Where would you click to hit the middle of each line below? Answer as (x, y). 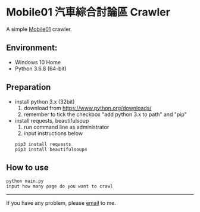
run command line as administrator (66, 127)
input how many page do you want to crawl (60, 186)
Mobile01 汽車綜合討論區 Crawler (88, 12)
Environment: (32, 48)
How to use (27, 167)
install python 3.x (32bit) (45, 101)
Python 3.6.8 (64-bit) (40, 68)
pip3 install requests (43, 144)
